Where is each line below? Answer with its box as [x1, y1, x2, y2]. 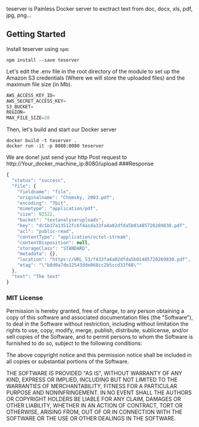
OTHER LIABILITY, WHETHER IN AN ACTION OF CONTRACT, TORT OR [6, 401, 183, 409]
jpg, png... [6, 12, 32, 19]
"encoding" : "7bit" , [17, 200, 69, 206]
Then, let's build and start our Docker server [6, 126, 117, 133]
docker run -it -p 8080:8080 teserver [6, 143, 104, 149]
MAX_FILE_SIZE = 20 [6, 115, 50, 121]
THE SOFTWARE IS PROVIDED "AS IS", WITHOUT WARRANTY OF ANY [6, 369, 183, 377]
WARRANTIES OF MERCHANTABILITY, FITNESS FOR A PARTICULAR [6, 382, 177, 389]
